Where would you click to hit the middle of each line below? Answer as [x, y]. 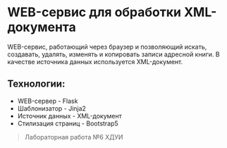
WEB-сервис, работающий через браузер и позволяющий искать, [107, 47]
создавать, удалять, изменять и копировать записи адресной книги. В [114, 54]
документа [42, 27]
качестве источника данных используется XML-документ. [95, 61]
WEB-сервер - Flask [48, 101]
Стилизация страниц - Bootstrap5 [68, 123]
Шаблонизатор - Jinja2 [52, 108]
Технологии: [36, 84]
